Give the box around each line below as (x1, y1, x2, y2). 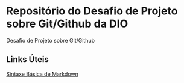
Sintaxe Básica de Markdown (6, 70, 78, 78)
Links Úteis (6, 54, 49, 64)
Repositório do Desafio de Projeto (6, 4, 178, 18)
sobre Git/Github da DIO (6, 17, 128, 31)
